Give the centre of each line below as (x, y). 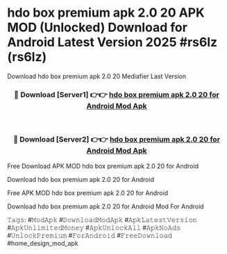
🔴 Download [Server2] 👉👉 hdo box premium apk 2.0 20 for (117, 139)
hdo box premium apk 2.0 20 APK (106, 13)
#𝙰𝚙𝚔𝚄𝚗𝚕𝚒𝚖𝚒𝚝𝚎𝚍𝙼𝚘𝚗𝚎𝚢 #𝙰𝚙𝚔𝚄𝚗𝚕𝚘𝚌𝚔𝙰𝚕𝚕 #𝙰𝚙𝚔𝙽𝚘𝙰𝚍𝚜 (94, 228)
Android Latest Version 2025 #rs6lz (112, 42)
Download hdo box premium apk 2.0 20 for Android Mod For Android (106, 206)
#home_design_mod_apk (43, 243)
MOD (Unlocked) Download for (97, 27)
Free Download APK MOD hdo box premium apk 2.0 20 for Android (103, 166)
